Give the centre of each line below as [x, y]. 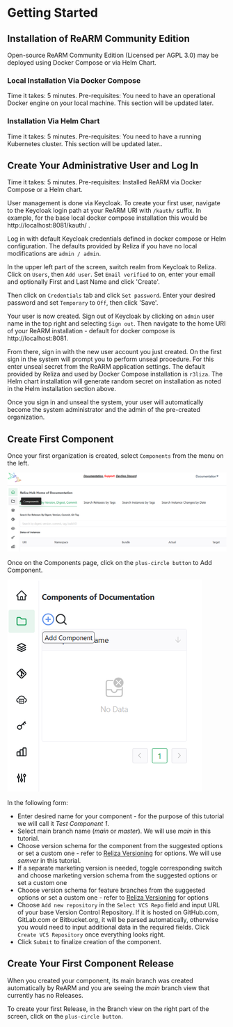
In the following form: [38, 802]
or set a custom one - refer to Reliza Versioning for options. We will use [119, 853]
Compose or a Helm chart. [45, 190]
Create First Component [61, 439]
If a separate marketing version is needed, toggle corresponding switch [120, 868]
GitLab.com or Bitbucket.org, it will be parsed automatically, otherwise [118, 919]
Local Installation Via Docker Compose [74, 80]
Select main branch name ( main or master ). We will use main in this [114, 831]
